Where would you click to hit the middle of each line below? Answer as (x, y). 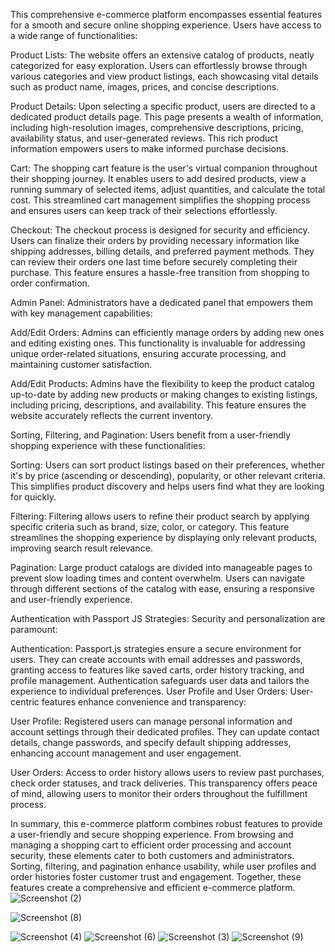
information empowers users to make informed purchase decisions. (149, 148)
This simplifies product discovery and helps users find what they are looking (167, 486)
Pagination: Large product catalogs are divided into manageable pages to (161, 567)
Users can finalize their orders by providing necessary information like (155, 240)
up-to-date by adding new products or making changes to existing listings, (164, 394)
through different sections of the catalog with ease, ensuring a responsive (162, 588)
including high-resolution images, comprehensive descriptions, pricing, (157, 127)
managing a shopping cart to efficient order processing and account (151, 845)
